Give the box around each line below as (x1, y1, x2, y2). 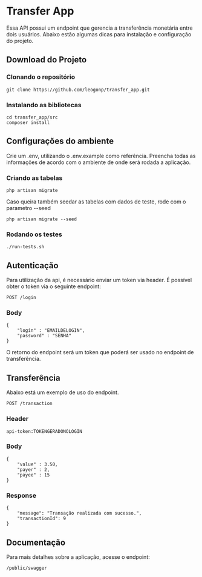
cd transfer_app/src (6, 114, 59, 120)
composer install (6, 119, 50, 125)
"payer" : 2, (17, 466, 50, 473)
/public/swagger (6, 565, 47, 571)
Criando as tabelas (6, 174, 63, 182)
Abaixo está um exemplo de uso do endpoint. (6, 389, 119, 396)
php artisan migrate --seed (6, 216, 77, 222)
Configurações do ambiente (6, 136, 114, 147)
